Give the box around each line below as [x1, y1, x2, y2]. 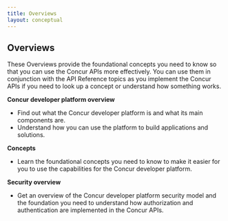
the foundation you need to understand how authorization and [17, 199, 194, 207]
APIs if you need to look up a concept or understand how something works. [7, 82, 222, 90]
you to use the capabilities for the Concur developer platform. [17, 165, 192, 173]
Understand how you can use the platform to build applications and [17, 123, 209, 131]
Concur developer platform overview [7, 96, 115, 104]
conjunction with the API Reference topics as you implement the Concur [7, 75, 211, 83]
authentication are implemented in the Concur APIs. [17, 206, 164, 214]
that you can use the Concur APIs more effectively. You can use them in [7, 67, 211, 76]
